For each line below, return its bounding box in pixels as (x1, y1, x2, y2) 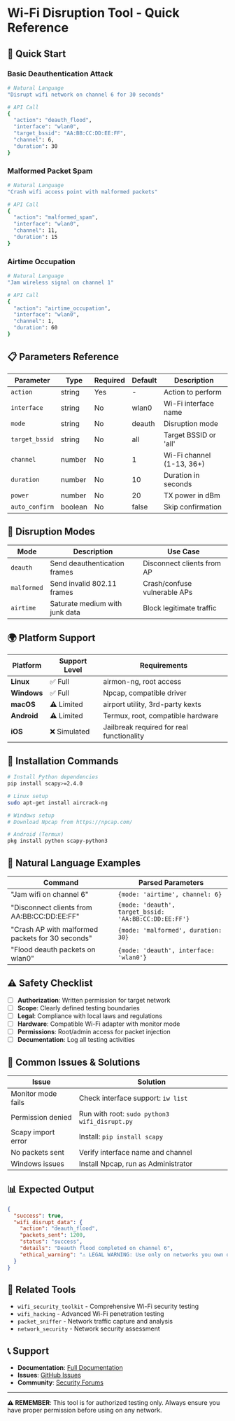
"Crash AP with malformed (10, 925, 99, 935)
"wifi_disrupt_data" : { (13, 1219, 83, 1226)
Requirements (139, 661, 187, 671)
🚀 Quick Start (7, 48, 66, 60)
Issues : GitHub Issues (17, 1371, 82, 1380)
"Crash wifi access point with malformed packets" (7, 188, 158, 195)
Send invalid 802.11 (50, 578, 117, 588)
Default (131, 375, 157, 385)
